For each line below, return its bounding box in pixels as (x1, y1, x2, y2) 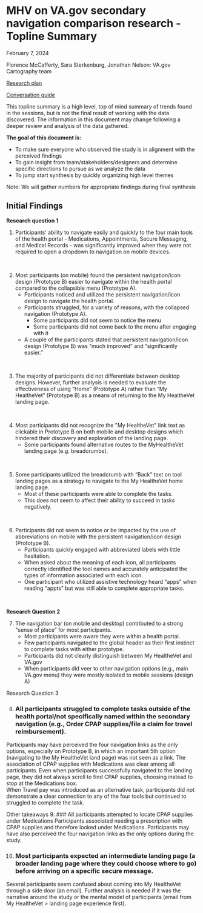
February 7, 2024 (6, 49, 50, 56)
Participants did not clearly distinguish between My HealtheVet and (24, 652, 192, 659)
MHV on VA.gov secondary (6, 4, 147, 18)
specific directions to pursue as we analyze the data (15, 165, 145, 172)
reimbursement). (15, 727, 67, 735)
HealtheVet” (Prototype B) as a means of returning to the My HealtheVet (15, 392, 195, 399)
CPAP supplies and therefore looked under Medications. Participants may (6, 824, 190, 831)
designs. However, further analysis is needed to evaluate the (15, 378, 167, 386)
